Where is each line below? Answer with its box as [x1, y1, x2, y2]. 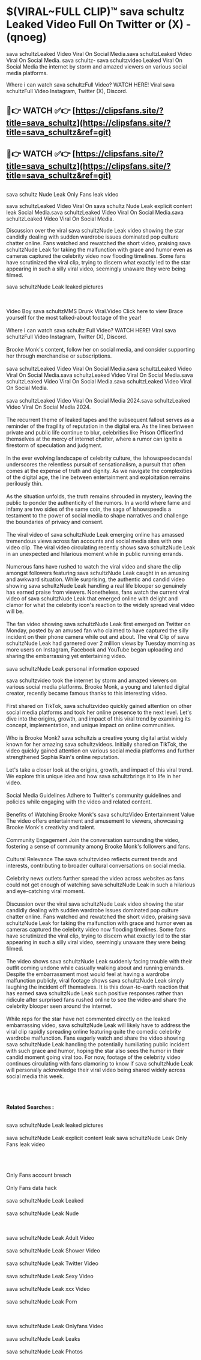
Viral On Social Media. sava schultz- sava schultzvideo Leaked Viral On [6, 56, 183, 64]
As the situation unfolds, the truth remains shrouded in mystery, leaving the [6, 493, 192, 500]
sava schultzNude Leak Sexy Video [6, 1273, 94, 1280]
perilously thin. [6, 480, 43, 487]
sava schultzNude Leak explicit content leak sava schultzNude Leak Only [6, 1135, 187, 1142]
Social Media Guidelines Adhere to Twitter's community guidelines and [6, 792, 181, 799]
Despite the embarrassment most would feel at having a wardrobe [6, 971, 170, 978]
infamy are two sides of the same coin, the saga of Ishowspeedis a [6, 505, 172, 513]
